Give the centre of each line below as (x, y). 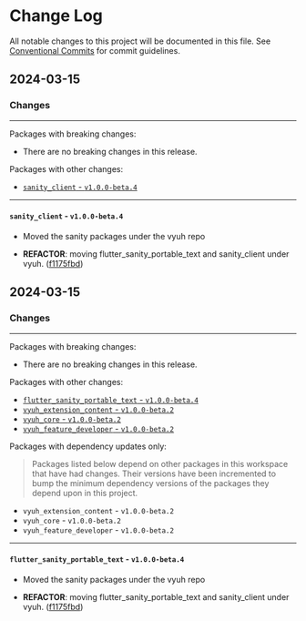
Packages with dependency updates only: (88, 446)
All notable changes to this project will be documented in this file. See (140, 41)
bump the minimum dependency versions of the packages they (150, 483)
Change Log (56, 16)
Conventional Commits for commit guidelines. (95, 50)
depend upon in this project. (85, 493)
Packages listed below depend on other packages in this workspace (160, 463)
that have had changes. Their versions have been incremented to (153, 473)
